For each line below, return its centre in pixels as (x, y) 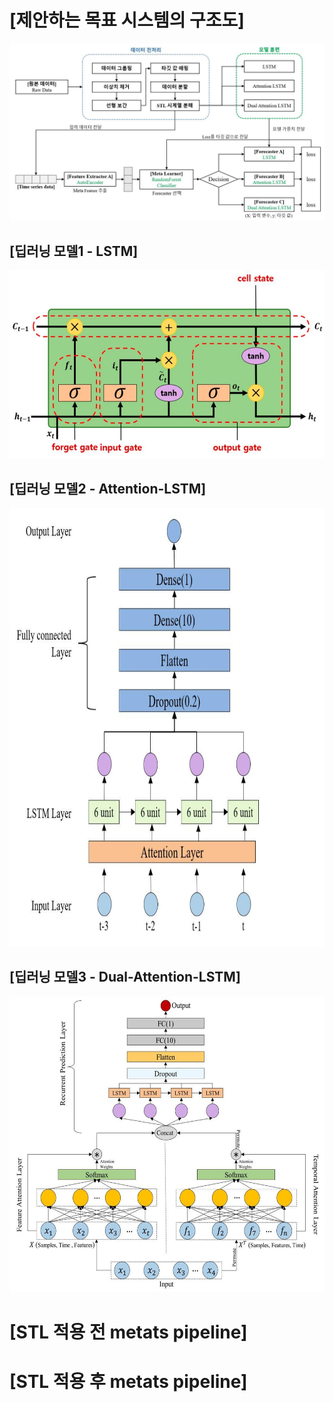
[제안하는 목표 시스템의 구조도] (127, 20)
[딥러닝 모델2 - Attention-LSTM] (108, 488)
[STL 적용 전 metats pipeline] (128, 1332)
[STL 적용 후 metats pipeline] (128, 1382)
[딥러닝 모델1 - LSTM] (74, 251)
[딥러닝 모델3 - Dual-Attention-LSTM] (125, 977)
